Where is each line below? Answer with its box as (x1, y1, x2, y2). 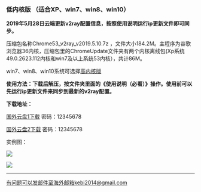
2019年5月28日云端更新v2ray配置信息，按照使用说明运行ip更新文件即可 (6, 20, 184, 27)
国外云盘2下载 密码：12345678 (6, 126, 83, 133)
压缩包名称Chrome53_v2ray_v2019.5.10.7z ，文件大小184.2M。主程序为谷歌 (6, 40, 191, 47)
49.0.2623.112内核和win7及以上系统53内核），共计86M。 (6, 55, 145, 62)
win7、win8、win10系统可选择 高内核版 (6, 67, 102, 75)
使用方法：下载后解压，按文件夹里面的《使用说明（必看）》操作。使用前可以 (6, 80, 193, 88)
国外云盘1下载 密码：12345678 (6, 113, 82, 120)
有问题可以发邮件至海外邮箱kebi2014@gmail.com (6, 179, 127, 186)
